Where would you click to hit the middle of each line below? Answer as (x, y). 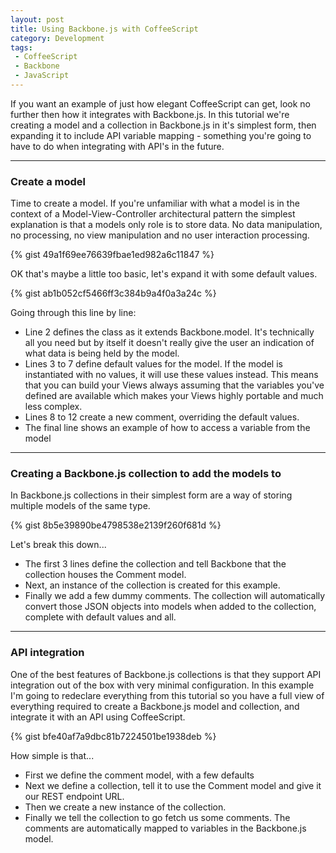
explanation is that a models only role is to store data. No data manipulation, (166, 225)
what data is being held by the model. (102, 353)
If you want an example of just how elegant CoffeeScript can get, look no (160, 103)
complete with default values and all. (100, 617)
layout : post (37, 19)
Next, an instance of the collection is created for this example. (152, 585)
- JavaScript (42, 76)
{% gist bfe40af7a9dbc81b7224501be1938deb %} (113, 736)
